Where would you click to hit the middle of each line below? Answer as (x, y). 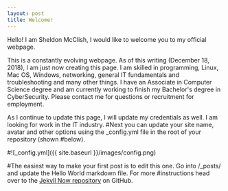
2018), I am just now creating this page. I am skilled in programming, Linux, (113, 67)
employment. (26, 104)
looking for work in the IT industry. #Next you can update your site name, (111, 124)
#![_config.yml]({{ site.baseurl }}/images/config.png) (82, 153)
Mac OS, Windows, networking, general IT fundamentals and (93, 75)
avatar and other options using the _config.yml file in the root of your (104, 132)
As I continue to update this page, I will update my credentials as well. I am (113, 117)
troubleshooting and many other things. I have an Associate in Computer (110, 82)
